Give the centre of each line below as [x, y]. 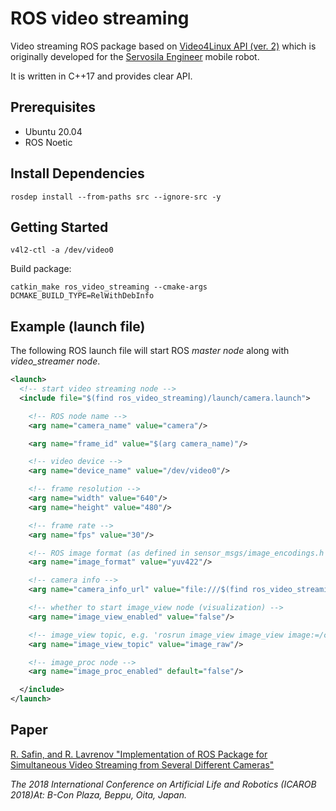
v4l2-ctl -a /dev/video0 [62, 250]
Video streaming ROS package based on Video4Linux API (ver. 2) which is [163, 46]
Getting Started [59, 227]
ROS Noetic [48, 142]
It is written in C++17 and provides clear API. [101, 76]
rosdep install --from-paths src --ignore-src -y [116, 197]
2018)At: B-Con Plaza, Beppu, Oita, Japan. [99, 794]
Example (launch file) [78, 326]
